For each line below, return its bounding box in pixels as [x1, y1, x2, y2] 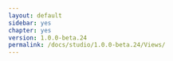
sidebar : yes [8, 19, 52, 27]
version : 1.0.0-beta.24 [8, 33, 88, 42]
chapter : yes [8, 26, 52, 34]
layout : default [8, 11, 62, 20]
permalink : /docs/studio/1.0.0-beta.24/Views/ [8, 41, 166, 49]
